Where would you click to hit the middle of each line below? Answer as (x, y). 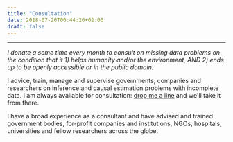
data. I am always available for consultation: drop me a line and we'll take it (114, 96)
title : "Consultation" (40, 14)
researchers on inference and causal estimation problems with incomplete (113, 88)
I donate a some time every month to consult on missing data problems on (114, 53)
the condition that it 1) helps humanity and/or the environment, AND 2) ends (115, 60)
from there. (23, 103)
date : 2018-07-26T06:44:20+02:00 (55, 20)
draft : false (26, 26)
